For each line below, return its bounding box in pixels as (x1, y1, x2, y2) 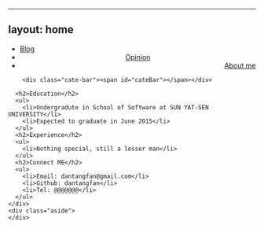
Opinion (125, 52, 151, 61)
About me (224, 61, 256, 70)
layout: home (8, 23, 75, 36)
